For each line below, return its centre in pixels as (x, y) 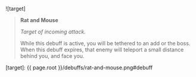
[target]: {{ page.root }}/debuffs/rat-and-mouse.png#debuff (79, 67)
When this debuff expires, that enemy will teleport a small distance (102, 50)
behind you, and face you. (52, 56)
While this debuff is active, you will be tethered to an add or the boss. (105, 43)
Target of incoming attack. (53, 32)
